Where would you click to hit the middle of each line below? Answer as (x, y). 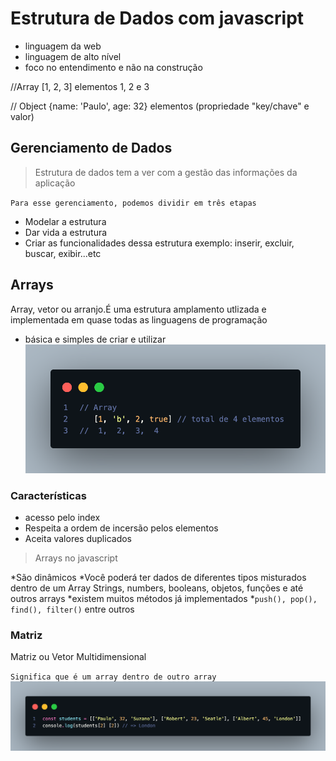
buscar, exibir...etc (63, 253)
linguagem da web (63, 46)
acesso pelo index (62, 517)
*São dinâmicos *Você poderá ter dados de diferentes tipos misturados (158, 577)
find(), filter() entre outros (72, 609)
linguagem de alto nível (73, 56)
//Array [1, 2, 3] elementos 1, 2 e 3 (80, 86)
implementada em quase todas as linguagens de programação (139, 319)
